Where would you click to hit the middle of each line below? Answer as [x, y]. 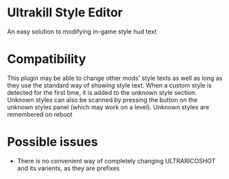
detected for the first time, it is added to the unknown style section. [102, 92]
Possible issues [52, 142]
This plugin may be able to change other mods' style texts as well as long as [115, 78]
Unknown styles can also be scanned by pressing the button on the [102, 100]
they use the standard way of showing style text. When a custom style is [110, 85]
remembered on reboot [40, 114]
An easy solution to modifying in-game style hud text [82, 31]
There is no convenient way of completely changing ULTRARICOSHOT [116, 161]
